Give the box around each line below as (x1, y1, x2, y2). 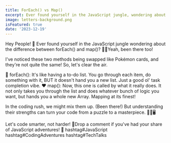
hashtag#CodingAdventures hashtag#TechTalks (5, 132, 107, 138)
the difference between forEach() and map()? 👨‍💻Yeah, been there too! (5, 46, 154, 52)
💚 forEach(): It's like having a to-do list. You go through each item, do (5, 71, 151, 78)
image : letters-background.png (5, 17, 72, 22)
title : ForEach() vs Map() (5, 7, 63, 13)
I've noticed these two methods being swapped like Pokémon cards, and (5, 56, 159, 62)
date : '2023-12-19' (5, 27, 47, 32)
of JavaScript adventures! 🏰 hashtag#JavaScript (5, 127, 108, 133)
